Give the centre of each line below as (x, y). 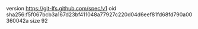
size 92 (39, 21)
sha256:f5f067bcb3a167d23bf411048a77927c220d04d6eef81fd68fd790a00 (99, 14)
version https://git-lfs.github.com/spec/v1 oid (61, 8)
